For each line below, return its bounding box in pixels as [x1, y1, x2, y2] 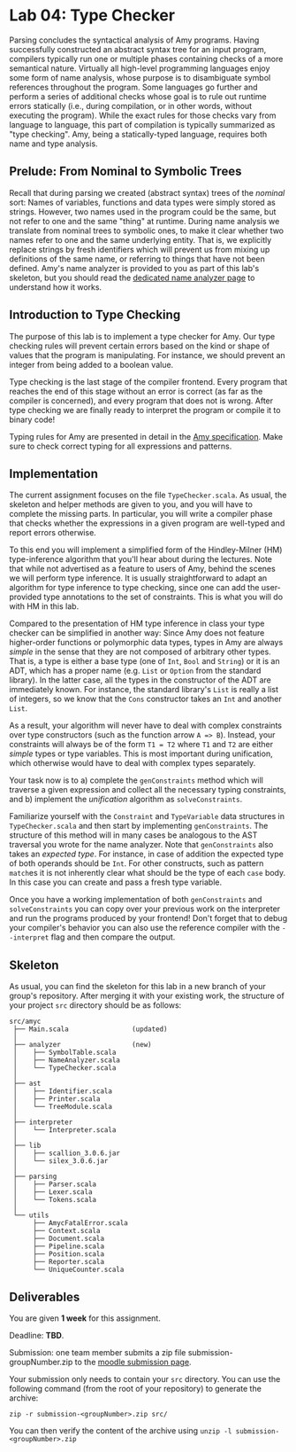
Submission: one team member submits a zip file [9, 1347, 186, 1357]
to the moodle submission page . [74, 1357, 192, 1367]
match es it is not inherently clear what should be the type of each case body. [9, 868, 286, 878]
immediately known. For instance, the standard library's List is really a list [9, 684, 279, 695]
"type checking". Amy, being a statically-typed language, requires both [9, 129, 268, 139]
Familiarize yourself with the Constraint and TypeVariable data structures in [9, 811, 285, 822]
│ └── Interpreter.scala [12, 1126, 117, 1135]
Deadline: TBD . [9, 1331, 65, 1340]
